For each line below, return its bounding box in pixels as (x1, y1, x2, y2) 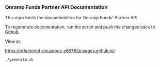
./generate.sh (5, 57, 34, 62)
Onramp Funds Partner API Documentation (5, 4, 108, 11)
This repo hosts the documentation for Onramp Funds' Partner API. (5, 15, 139, 21)
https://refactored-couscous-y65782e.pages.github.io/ (5, 48, 115, 54)
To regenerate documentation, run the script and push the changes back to (5, 24, 155, 30)
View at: (5, 39, 21, 44)
